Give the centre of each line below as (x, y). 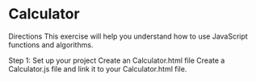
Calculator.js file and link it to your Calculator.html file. (98, 68)
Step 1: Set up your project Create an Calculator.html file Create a (117, 60)
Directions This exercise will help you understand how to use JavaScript (128, 36)
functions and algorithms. (51, 44)
